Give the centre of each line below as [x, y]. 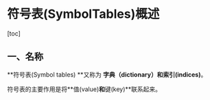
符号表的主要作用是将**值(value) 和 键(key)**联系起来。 [84, 89]
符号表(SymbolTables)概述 [83, 14]
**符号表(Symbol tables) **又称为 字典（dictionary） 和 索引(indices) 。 [107, 74]
